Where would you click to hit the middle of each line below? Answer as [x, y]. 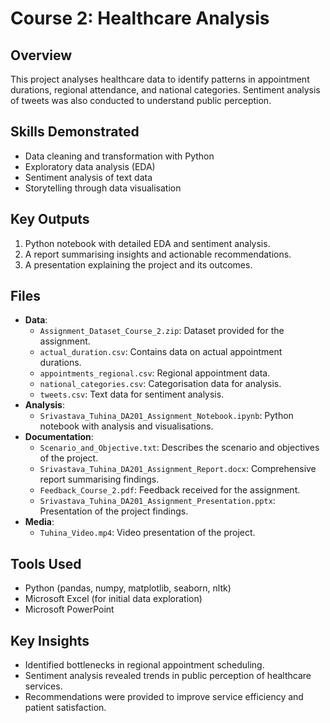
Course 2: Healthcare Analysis [140, 18]
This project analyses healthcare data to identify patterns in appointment [160, 79]
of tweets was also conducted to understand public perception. [141, 100]
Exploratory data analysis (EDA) [90, 166]
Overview [41, 55]
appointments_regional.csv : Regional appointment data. [155, 373]
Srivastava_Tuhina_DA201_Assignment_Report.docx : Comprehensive [178, 469]
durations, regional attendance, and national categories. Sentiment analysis [165, 90]
